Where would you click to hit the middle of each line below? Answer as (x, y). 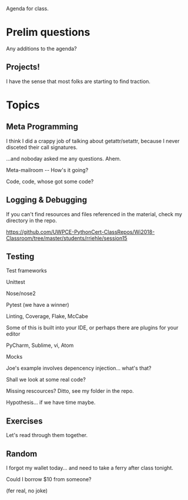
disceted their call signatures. (42, 147)
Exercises (24, 421)
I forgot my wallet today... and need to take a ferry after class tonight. (90, 468)
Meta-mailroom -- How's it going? (47, 170)
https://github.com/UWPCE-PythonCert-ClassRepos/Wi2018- (80, 231)
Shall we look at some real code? (46, 380)
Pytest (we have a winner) (38, 305)
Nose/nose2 (21, 293)
